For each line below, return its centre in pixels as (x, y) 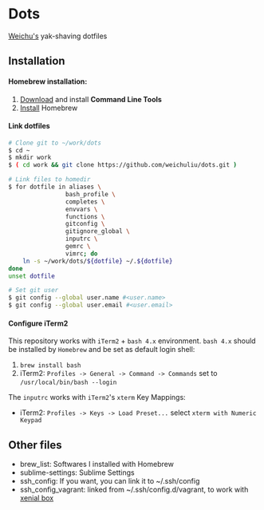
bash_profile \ (90, 194)
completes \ (85, 202)
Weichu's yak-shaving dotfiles (58, 36)
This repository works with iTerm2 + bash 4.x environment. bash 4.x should (132, 341)
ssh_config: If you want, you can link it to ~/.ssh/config (110, 481)
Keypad (31, 421)
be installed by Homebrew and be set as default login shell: (102, 350)
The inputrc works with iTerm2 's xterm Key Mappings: (97, 397)
